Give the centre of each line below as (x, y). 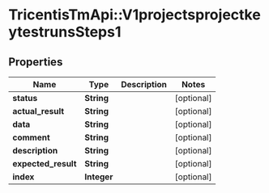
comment (31, 137)
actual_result (38, 111)
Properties (36, 62)
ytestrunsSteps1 (65, 32)
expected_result (45, 164)
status (25, 98)
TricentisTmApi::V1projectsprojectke (134, 15)
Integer (99, 177)
